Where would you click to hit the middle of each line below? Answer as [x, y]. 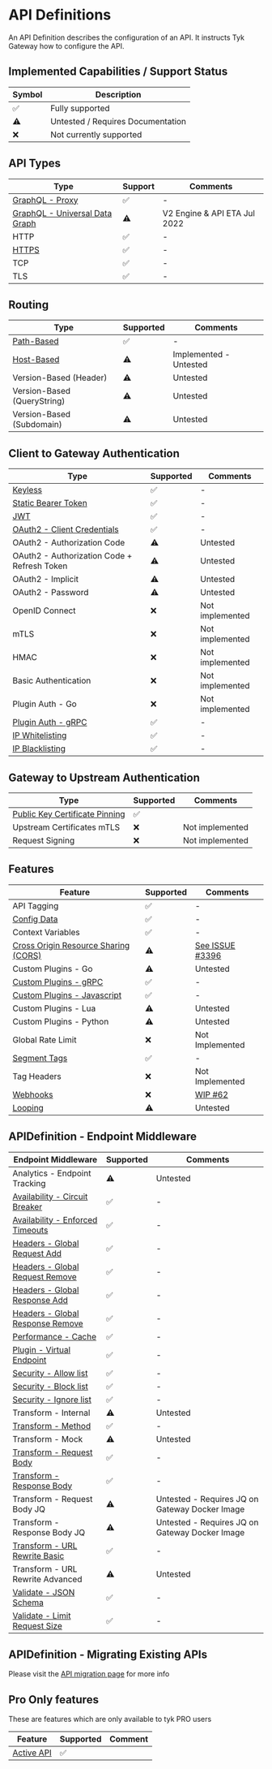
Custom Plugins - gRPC [58, 982]
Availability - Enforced [55, 1219]
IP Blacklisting [39, 749]
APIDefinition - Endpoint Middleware [102, 1137]
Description [118, 94]
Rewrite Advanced [47, 1579]
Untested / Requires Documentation [118, 121]
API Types [35, 164]
